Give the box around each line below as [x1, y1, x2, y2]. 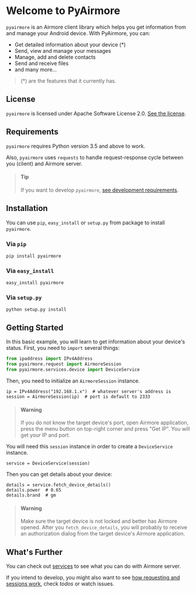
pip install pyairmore [6, 253, 61, 259]
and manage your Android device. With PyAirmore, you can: [6, 29, 150, 36]
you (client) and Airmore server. [6, 160, 83, 167]
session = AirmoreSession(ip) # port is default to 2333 [6, 394, 150, 400]
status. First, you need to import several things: [6, 345, 120, 352]
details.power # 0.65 [6, 488, 61, 493]
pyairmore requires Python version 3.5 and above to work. [6, 142, 146, 149]
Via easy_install [6, 267, 54, 275]
